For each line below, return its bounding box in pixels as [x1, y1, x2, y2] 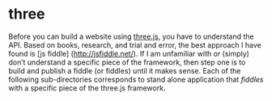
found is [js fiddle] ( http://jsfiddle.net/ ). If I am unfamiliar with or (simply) [8, 48, 249, 58]
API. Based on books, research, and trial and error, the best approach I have [8, 40, 261, 49]
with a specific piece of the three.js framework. [8, 82, 166, 93]
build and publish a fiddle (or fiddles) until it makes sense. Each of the [8, 65, 241, 75]
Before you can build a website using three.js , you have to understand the [8, 32, 254, 41]
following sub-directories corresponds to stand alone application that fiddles [8, 74, 264, 84]
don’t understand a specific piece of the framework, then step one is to [8, 57, 246, 67]
